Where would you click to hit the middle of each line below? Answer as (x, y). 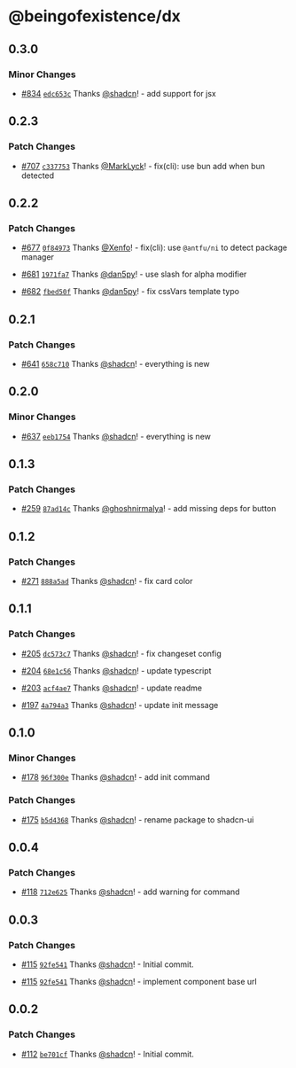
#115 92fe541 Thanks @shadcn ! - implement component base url (139, 982)
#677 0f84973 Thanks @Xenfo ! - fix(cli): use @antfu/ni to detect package (154, 248)
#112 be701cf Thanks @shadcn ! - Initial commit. (107, 1054)
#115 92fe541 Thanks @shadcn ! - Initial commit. (107, 964)
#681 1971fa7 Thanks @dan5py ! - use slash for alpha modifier (134, 274)
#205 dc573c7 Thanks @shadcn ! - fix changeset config (121, 653)
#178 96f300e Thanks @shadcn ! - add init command (115, 777)
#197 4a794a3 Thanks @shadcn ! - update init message (120, 705)
